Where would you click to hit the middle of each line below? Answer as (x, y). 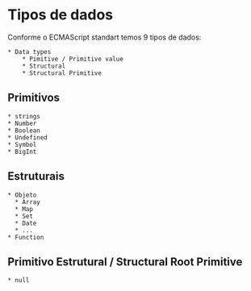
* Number (22, 123)
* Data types (29, 52)
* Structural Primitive (62, 73)
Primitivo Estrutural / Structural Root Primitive (125, 262)
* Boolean (24, 131)
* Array (28, 202)
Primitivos (34, 98)
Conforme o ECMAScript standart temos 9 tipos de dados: (105, 37)
